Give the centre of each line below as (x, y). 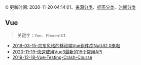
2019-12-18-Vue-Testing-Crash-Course (52, 57)
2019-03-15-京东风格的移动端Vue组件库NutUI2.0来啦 (66, 45)
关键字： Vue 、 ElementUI (41, 35)
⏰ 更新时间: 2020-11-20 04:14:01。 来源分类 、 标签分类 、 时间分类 (70, 7)
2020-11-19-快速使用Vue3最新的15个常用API (57, 52)
